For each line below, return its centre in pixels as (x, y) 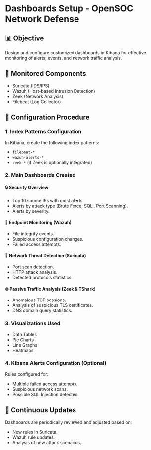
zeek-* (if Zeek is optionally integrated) (52, 162)
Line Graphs (25, 345)
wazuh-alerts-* (28, 157)
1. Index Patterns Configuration (43, 132)
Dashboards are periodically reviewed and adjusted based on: (69, 422)
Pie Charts (23, 340)
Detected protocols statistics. (42, 278)
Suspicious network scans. (40, 389)
